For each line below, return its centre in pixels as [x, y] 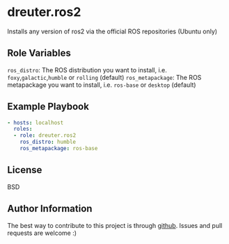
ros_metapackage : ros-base [59, 149]
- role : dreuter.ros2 [45, 136]
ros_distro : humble [48, 142]
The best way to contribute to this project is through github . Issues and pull [115, 225]
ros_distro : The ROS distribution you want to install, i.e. [87, 70]
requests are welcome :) [42, 233]
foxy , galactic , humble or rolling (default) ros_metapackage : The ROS [104, 77]
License [25, 170]
